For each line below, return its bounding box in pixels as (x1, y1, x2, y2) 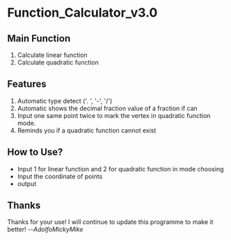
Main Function (7, 33, 71, 44)
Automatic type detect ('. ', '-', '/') (17, 96, 113, 105)
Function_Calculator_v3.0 (7, 5, 158, 21)
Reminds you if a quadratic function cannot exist (17, 126, 157, 135)
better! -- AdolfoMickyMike (7, 225, 83, 234)
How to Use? (7, 146, 63, 158)
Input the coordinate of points (17, 172, 103, 180)
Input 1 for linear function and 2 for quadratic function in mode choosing (17, 164, 224, 173)
